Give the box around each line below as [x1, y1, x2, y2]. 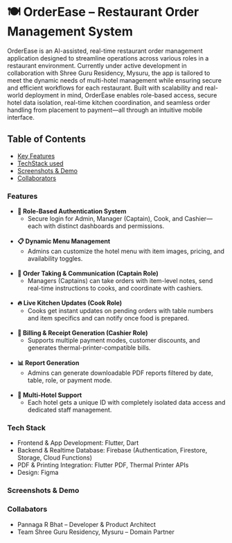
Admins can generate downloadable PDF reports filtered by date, [27, 368, 213, 378]
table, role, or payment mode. [27, 376, 112, 384]
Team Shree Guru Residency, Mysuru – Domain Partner [17, 528, 175, 536]
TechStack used [17, 159, 64, 168]
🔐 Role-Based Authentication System [17, 207, 127, 216]
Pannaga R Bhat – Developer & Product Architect [17, 520, 156, 528]
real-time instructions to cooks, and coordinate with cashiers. [27, 284, 203, 293]
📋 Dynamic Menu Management [17, 237, 111, 245]
